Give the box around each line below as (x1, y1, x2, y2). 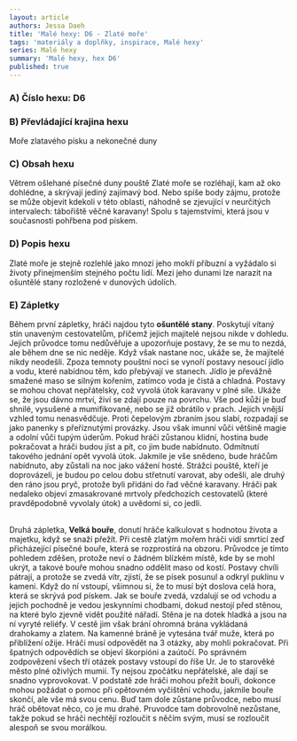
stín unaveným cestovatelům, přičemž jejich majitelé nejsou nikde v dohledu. (9, 328, 289, 339)
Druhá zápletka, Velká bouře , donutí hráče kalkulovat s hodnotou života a (9, 524, 277, 534)
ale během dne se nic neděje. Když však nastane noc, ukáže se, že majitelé (9, 347, 285, 357)
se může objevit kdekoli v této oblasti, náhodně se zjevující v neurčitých (9, 197, 271, 207)
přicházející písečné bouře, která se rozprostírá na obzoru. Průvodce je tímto (9, 542, 289, 554)
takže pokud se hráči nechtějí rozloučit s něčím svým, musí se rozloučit (9, 713, 270, 723)
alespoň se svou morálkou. (9, 721, 108, 732)
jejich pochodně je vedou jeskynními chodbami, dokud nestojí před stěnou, (9, 599, 284, 610)
